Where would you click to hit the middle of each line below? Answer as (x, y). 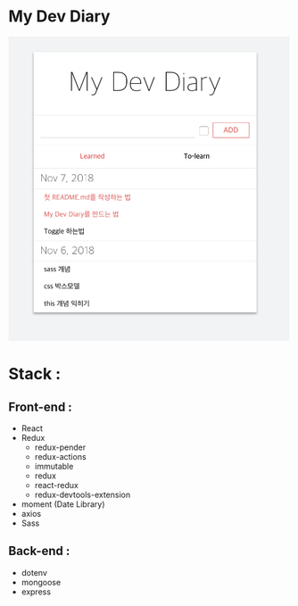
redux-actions (60, 457)
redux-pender (60, 447)
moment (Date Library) (63, 504)
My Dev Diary (59, 17)
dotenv (34, 572)
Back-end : (39, 551)
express (36, 592)
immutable (54, 467)
